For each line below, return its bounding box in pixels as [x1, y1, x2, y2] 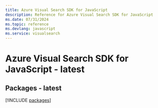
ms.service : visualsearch [5, 31, 60, 36]
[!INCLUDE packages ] [5, 97, 51, 103]
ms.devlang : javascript [5, 26, 56, 31]
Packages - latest [5, 84, 62, 92]
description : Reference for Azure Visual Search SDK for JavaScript [5, 12, 153, 17]
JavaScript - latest [5, 64, 85, 75]
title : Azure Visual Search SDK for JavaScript [5, 7, 108, 13]
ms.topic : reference [5, 21, 49, 27]
